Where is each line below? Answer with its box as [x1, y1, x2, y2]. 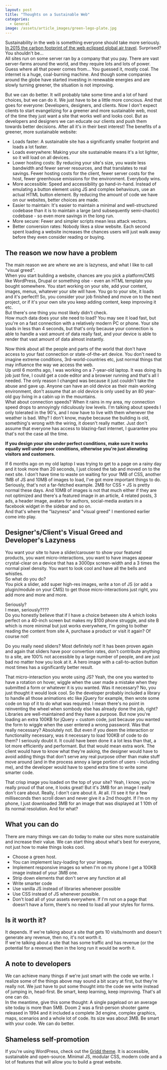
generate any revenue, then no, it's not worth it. [5, 935, 103, 941]
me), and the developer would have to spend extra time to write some [5, 764, 148, 770]
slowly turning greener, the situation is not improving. [5, 82, 114, 88]
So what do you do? [5, 575, 46, 582]
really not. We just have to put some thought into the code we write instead [5, 984, 159, 990]
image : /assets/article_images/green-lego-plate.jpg [5, 26, 117, 31]
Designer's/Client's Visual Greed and [5, 528, 123, 537]
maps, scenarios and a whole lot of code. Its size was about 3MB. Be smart [5, 1015, 159, 1022]
